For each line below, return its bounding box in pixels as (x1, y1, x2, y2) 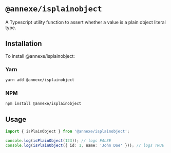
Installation (5, 39, 42, 48)
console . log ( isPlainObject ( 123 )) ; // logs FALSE (5, 138, 111, 143)
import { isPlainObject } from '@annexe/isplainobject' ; (5, 128, 130, 134)
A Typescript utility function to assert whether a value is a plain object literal (5, 19, 166, 25)
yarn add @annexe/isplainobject (5, 77, 74, 83)
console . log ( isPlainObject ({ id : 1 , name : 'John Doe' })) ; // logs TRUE (5, 143, 164, 148)
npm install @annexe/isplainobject (5, 101, 82, 106)
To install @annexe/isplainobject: (5, 53, 75, 59)
